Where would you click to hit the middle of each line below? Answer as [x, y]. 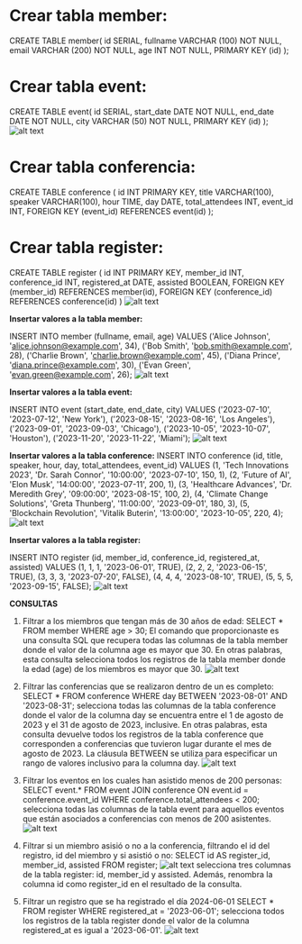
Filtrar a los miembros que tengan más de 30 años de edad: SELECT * [153, 621]
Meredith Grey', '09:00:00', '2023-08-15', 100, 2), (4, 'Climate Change [139, 494]
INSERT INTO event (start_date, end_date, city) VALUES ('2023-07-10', [141, 409]
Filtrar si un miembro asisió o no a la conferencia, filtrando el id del [146, 845]
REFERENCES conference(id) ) [66, 301]
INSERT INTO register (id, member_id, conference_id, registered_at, [134, 557]
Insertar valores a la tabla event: [71, 392]
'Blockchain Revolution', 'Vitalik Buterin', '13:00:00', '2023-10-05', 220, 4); [146, 513]
